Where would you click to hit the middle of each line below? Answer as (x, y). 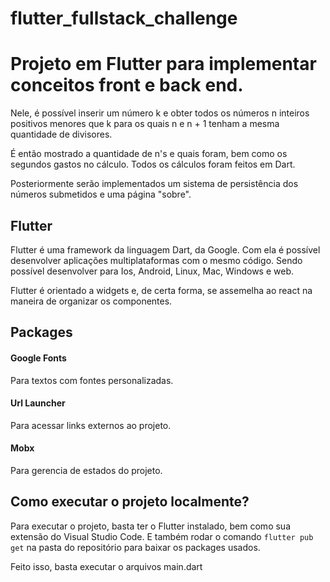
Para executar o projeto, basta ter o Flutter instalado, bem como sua (150, 526)
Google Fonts (38, 358)
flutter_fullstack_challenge (124, 18)
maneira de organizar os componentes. (91, 301)
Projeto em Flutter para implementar (163, 64)
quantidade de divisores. (61, 134)
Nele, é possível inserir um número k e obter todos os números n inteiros (160, 113)
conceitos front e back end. (127, 85)
